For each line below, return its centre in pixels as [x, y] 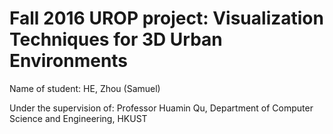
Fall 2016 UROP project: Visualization [166, 18]
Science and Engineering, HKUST [78, 118]
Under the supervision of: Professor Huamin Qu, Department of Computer [161, 108]
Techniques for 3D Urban [116, 39]
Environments [69, 61]
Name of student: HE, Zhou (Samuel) [85, 88]
